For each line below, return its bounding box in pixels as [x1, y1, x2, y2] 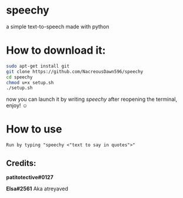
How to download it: [6, 44, 106, 57]
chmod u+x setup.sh [6, 80, 54, 85]
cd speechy [6, 74, 33, 80]
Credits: [6, 158, 36, 168]
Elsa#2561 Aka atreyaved [6, 185, 69, 192]
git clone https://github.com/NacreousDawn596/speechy [6, 68, 144, 74]
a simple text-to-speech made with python [6, 23, 109, 30]
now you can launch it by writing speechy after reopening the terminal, [6, 95, 178, 103]
